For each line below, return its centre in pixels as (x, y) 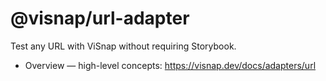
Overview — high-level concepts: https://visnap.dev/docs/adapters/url (170, 65)
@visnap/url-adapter (100, 18)
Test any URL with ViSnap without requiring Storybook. (123, 46)
